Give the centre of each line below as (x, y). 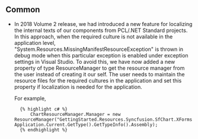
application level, (35, 43)
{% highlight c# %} (44, 109)
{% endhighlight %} (44, 130)
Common (23, 10)
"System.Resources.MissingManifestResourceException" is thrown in (99, 49)
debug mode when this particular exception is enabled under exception (101, 55)
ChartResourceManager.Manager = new (75, 114)
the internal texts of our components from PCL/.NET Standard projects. (101, 30)
